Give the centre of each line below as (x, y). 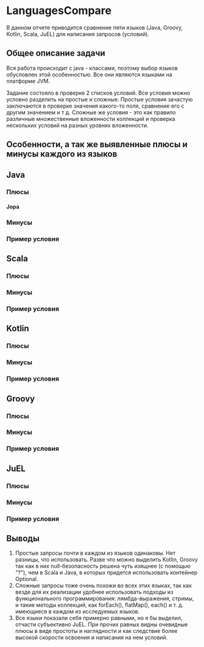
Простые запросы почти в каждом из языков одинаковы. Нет (95, 553)
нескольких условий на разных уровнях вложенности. (77, 125)
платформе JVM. (28, 81)
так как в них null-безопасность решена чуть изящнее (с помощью (103, 566)
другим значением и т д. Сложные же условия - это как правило (91, 112)
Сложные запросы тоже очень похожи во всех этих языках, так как (103, 586)
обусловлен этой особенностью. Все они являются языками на (89, 75)
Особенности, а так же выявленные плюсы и (97, 144)
